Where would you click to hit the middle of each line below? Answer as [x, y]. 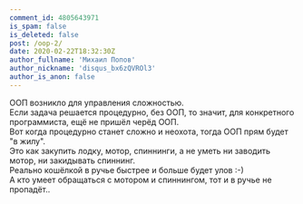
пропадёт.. [30, 189]
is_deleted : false [44, 34]
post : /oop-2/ [36, 43]
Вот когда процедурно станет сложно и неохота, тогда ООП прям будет [149, 131]
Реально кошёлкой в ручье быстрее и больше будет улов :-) [127, 170]
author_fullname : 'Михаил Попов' [73, 60]
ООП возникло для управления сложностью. [97, 102]
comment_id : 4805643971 [54, 18]
